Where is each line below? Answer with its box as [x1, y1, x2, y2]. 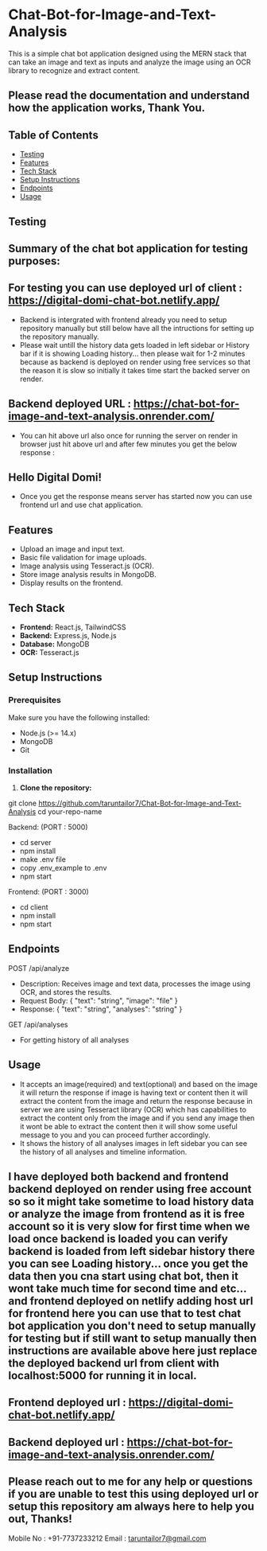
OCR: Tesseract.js [19, 647, 79, 657]
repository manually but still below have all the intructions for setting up [19, 323, 254, 333]
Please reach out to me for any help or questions [8, 1475, 253, 1489]
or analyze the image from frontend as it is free [8, 1207, 245, 1221]
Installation [8, 765, 53, 776]
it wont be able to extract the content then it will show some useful [19, 1121, 238, 1131]
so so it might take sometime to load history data [8, 1194, 254, 1208]
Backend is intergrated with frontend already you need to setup [19, 314, 227, 324]
